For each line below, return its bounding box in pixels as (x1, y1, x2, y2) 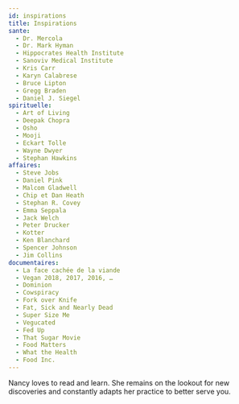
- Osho (15, 124, 38, 132)
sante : (8, 27, 31, 35)
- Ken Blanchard (15, 237, 70, 245)
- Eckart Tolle (15, 138, 67, 147)
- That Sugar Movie (15, 333, 81, 342)
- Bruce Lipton (15, 79, 67, 87)
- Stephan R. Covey (15, 199, 81, 207)
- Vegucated (15, 319, 56, 327)
